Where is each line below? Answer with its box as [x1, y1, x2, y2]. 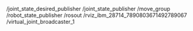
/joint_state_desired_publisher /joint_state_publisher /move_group [6, 5, 170, 12]
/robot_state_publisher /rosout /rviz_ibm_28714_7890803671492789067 [6, 12, 188, 19]
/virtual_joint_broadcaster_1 [6, 18, 75, 25]
